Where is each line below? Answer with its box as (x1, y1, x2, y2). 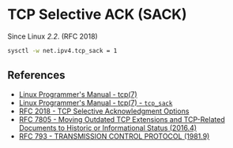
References (7, 68, 66, 82)
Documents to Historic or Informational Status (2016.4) (18, 123, 197, 132)
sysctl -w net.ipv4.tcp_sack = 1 (7, 46, 118, 54)
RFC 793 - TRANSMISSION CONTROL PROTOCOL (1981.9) (18, 131, 210, 141)
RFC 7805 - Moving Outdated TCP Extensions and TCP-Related (18, 114, 226, 124)
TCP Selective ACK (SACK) (7, 6, 187, 24)
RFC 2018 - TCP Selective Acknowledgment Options (18, 106, 190, 116)
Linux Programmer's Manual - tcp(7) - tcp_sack (18, 98, 173, 107)
